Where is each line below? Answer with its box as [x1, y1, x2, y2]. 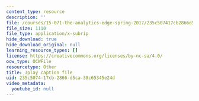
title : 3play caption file [6, 70, 73, 75]
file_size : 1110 [6, 25, 46, 31]
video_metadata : [6, 81, 46, 87]
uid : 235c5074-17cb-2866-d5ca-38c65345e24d [6, 75, 115, 81]
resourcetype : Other [6, 64, 57, 70]
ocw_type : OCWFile [6, 58, 52, 64]
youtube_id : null [11, 86, 54, 92]
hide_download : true [6, 36, 57, 42]
